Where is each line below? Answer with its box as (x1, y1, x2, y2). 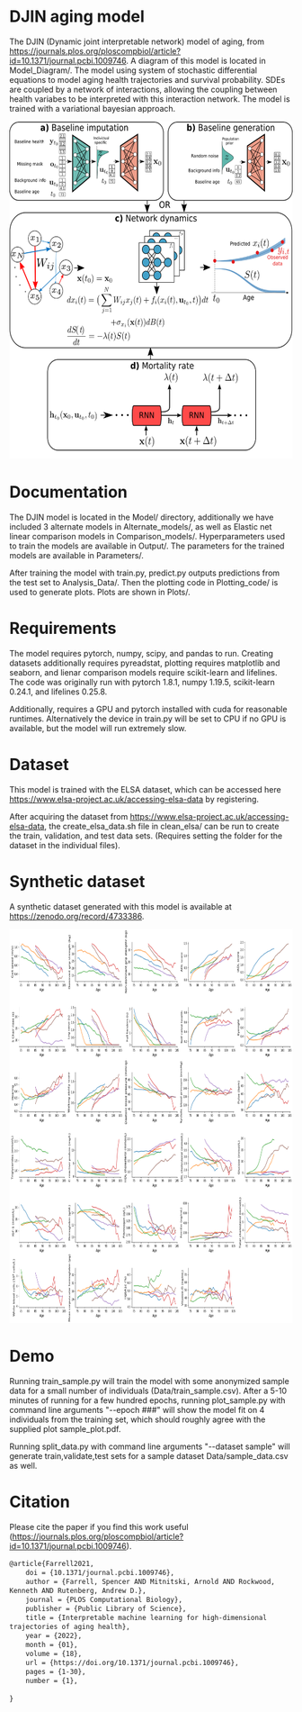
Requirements (9, 619, 117, 639)
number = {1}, (25, 1676, 78, 1685)
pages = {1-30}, (25, 1667, 87, 1676)
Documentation (9, 482, 129, 503)
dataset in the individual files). (9, 839, 121, 850)
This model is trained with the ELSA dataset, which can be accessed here (9, 784, 281, 794)
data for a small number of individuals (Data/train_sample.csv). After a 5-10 (9, 1385, 288, 1396)
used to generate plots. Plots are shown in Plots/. (9, 586, 191, 597)
